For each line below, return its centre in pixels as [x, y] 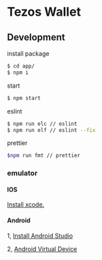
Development [36, 37]
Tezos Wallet [44, 12]
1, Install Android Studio [40, 235]
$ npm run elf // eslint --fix [51, 130]
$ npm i [18, 73]
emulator [22, 173]
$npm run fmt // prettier [44, 156]
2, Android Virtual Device [42, 249]
